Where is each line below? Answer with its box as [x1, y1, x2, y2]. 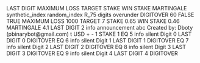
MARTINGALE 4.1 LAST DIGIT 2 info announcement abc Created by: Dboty [6, 24, 193, 31]
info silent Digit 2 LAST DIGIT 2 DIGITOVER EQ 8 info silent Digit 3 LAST [6, 44, 186, 50]
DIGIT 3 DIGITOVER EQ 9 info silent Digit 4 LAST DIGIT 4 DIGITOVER [6, 50, 178, 57]
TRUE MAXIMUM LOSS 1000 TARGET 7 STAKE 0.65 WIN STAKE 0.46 [6, 18, 180, 25]
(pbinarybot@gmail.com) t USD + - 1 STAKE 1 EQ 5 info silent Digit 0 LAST [6, 30, 192, 38]
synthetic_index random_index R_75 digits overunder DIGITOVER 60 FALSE [6, 11, 195, 18]
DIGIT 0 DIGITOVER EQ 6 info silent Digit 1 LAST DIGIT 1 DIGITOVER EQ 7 [6, 37, 189, 44]
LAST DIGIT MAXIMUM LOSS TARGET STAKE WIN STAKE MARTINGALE [6, 5, 187, 12]
